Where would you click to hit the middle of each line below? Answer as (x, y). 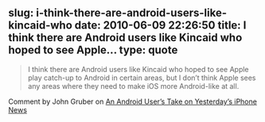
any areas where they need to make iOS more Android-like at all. (133, 86)
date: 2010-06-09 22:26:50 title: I (160, 26)
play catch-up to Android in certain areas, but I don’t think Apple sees (142, 78)
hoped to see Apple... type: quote (93, 50)
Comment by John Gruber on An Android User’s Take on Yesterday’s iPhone (132, 101)
